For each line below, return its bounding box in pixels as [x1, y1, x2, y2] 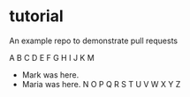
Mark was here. [21, 69, 80, 80]
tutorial [9, 6, 64, 26]
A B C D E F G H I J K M [9, 52, 95, 63]
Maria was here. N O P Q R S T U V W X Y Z [21, 78, 181, 89]
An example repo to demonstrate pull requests [9, 35, 179, 46]
